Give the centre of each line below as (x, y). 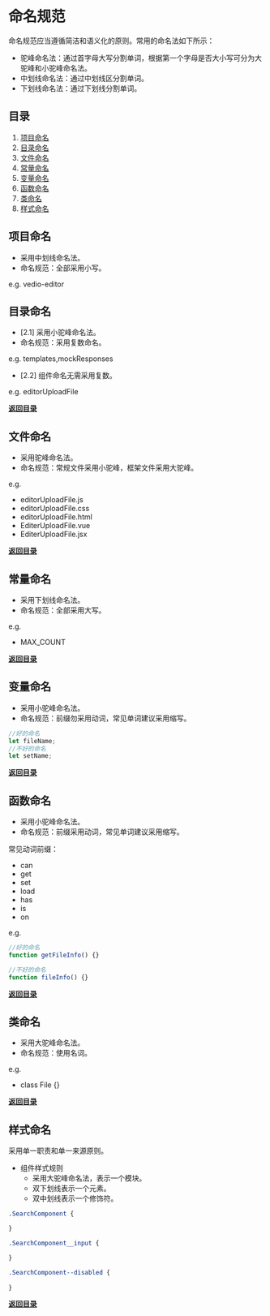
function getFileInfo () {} (54, 955)
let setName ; (30, 756)
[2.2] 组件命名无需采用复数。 (69, 376)
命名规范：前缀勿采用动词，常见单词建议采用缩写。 (105, 718)
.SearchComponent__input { (54, 1243)
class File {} (40, 1085)
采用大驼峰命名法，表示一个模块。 (89, 1178)
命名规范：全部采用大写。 (63, 610)
